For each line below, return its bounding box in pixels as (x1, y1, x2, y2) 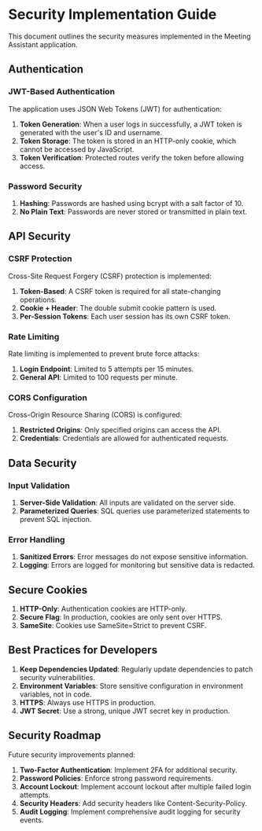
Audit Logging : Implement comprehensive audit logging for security (19, 807, 242, 816)
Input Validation (8, 480, 71, 491)
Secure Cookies (8, 583, 88, 597)
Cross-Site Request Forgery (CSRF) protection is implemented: (8, 271, 212, 281)
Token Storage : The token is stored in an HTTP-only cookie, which (19, 136, 237, 145)
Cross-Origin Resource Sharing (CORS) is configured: (8, 410, 183, 420)
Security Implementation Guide (8, 6, 217, 24)
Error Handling (8, 534, 65, 545)
